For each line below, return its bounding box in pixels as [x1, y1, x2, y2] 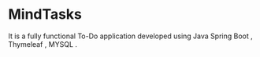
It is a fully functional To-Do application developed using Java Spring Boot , [8, 31, 254, 41]
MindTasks [8, 5, 83, 23]
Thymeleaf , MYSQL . [8, 39, 77, 48]
